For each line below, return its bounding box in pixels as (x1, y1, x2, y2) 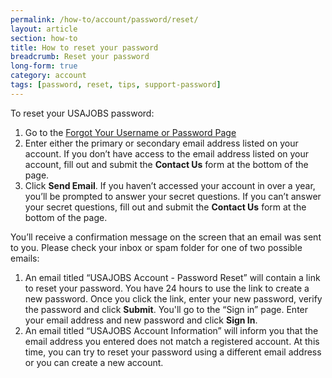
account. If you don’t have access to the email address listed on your (24, 147, 310, 160)
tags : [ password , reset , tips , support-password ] (10, 80, 222, 90)
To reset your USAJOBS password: (10, 107, 155, 119)
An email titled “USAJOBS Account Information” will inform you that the (24, 324, 319, 336)
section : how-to (10, 33, 78, 43)
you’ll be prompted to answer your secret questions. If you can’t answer (24, 190, 322, 202)
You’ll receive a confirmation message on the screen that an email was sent (10, 231, 322, 243)
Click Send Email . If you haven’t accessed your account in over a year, (24, 179, 316, 191)
